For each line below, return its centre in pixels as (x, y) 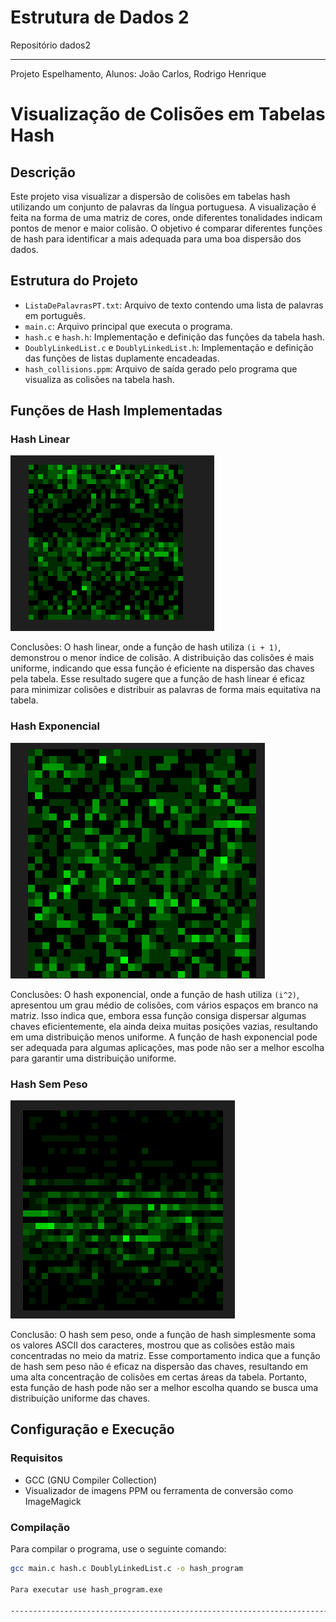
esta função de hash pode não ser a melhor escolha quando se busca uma (164, 1388)
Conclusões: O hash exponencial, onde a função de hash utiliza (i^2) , (155, 994)
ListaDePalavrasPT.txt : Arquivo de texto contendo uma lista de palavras (174, 305)
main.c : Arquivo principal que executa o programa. (128, 326)
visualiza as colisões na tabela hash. (99, 379)
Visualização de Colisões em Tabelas (168, 114)
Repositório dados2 (51, 45)
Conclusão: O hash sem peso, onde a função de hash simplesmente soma (163, 1335)
